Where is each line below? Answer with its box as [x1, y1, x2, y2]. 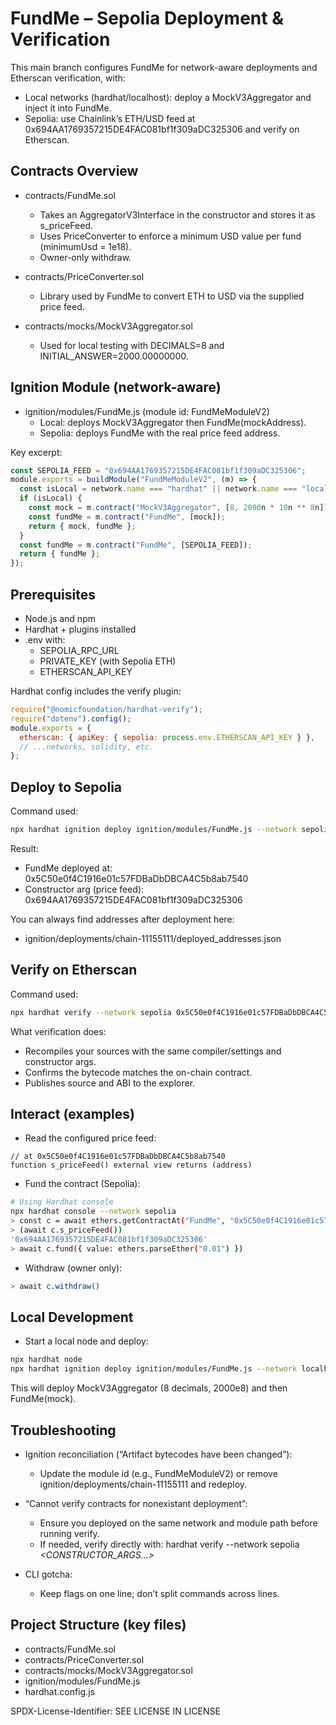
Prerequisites [10, 586, 96, 603]
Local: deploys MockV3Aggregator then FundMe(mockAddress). [39, 416, 307, 428]
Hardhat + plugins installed [24, 623, 137, 635]
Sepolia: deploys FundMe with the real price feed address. [39, 427, 281, 439]
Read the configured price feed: [24, 1132, 157, 1144]
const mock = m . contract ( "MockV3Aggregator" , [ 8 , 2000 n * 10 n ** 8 [28, 503, 316, 513]
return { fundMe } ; [19, 549, 101, 559]
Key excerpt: [10, 446, 63, 458]
